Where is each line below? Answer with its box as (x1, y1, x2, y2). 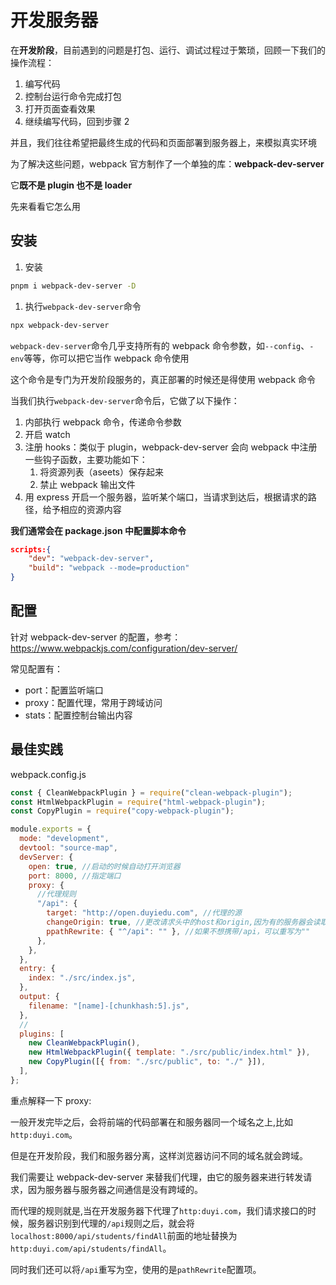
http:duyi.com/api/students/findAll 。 (10, 1242, 172, 1254)
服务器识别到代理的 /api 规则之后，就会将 (27, 1217, 195, 1229)
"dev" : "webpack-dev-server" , (28, 554, 155, 564)
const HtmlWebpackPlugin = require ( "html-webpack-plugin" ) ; (10, 797, 267, 807)
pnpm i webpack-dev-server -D (10, 281, 137, 291)
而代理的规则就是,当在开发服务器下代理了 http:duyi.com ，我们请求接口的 (10, 1204, 308, 1216)
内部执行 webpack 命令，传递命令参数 (24, 416, 182, 428)
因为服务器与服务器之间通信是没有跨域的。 (27, 1183, 203, 1195)
